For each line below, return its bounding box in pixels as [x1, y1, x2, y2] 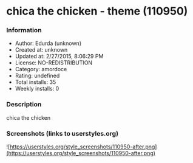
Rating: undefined [15, 72, 60, 80]
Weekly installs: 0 [15, 85, 59, 92]
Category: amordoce [15, 66, 67, 73]
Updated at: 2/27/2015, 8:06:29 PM [15, 53, 104, 60]
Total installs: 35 [15, 78, 56, 86]
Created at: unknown [15, 46, 68, 54]
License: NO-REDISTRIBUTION [15, 59, 93, 66]
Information [6, 26, 42, 35]
